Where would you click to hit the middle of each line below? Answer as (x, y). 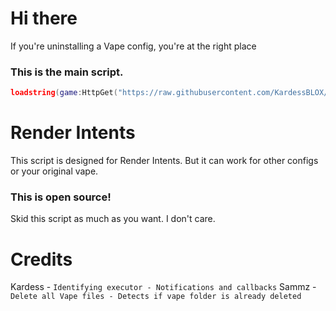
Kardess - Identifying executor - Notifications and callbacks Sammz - (163, 287)
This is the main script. (67, 72)
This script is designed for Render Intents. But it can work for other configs (164, 161)
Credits (41, 259)
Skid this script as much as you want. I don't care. (113, 219)
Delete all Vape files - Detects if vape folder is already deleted (156, 297)
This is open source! (61, 197)
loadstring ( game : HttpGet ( (64, 93)
